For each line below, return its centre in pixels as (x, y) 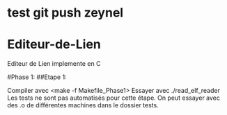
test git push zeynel (65, 13)
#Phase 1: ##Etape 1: (37, 77)
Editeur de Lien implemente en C (54, 64)
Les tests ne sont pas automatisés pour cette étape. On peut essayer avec (114, 98)
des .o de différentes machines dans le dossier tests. (83, 105)
